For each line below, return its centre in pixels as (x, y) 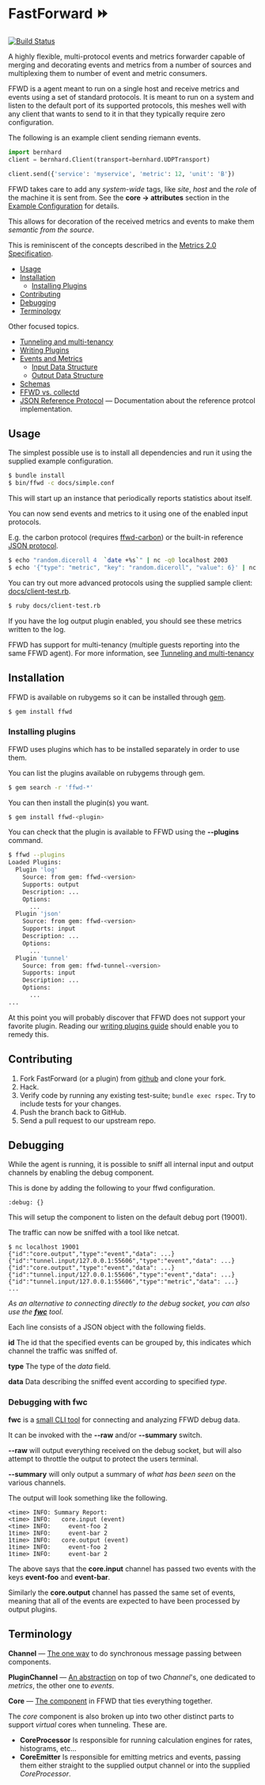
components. (30, 1661)
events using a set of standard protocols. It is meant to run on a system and (131, 97)
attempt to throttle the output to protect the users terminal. (104, 1459)
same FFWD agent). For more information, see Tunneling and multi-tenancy (131, 653)
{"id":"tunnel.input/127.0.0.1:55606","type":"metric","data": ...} (123, 1282)
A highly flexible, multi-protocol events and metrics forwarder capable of (127, 56)
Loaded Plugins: (35, 863)
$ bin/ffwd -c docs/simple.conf (61, 483)
